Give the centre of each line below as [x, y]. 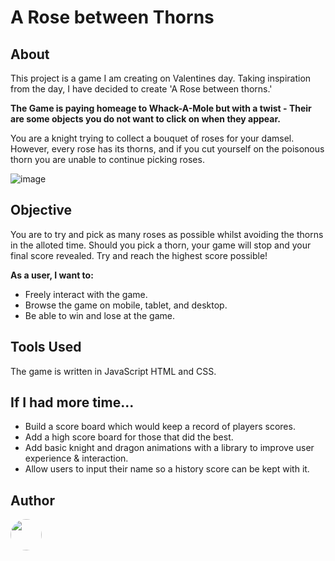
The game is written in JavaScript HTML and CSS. [113, 371]
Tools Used [46, 347]
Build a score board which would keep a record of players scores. [160, 427]
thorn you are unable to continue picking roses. [107, 159]
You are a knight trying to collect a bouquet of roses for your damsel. [152, 138]
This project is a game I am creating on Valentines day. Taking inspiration [161, 78]
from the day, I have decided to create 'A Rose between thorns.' [141, 89]
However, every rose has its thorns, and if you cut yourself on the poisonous [167, 149]
